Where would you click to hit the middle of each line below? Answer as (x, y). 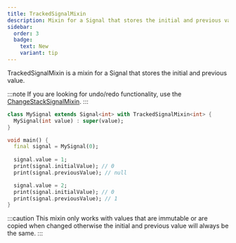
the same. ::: (25, 233)
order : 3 (26, 33)
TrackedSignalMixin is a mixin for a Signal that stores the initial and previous (117, 73)
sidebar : (20, 27)
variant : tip (39, 53)
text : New (34, 46)
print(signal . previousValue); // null (71, 173)
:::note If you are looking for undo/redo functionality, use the (94, 94)
